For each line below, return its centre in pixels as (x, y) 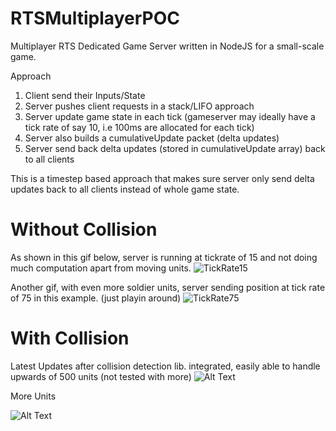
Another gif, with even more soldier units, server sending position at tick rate (168, 287)
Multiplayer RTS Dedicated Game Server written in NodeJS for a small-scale (167, 46)
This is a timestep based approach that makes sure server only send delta (162, 178)
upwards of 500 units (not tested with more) (101, 376)
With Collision (70, 338)
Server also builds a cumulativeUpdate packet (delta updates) (152, 138)
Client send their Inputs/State (85, 95)
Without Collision (84, 229)
